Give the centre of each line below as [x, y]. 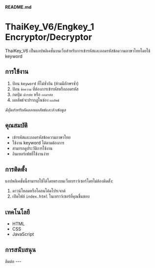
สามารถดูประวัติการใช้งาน [32, 148]
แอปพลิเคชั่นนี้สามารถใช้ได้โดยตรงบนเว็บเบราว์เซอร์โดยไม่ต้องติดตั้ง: [59, 181]
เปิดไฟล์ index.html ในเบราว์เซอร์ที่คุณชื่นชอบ [51, 196]
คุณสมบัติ [16, 125]
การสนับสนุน [21, 250]
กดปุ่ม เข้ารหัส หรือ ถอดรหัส [33, 94]
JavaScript [23, 234]
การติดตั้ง [16, 169]
